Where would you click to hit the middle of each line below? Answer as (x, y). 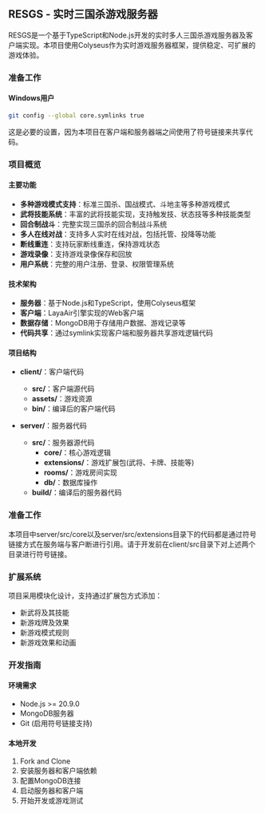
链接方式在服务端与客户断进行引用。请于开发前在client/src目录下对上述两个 (132, 544)
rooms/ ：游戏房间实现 (80, 472)
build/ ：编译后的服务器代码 (77, 492)
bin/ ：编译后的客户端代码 (73, 408)
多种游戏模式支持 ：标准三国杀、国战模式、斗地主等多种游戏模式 (125, 204)
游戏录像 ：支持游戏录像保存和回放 (76, 254)
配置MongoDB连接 (50, 781)
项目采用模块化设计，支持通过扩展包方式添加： (85, 595)
